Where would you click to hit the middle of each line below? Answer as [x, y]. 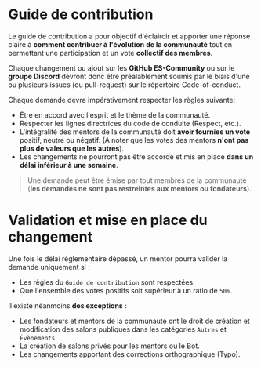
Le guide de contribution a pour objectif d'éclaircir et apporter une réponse [129, 36]
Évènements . [38, 337]
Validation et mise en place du [108, 220]
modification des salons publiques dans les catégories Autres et [123, 329]
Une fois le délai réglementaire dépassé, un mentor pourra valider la [118, 258]
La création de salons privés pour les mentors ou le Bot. [109, 346]
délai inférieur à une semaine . [69, 165]
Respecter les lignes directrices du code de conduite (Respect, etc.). [130, 123]
